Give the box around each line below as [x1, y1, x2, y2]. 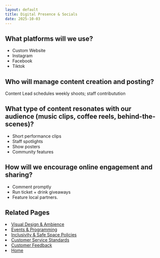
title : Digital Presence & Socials [5, 12, 78, 17]
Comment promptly [12, 184, 51, 190]
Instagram [12, 53, 33, 59]
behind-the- [117, 113, 156, 121]
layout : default [5, 7, 38, 12]
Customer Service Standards [11, 237, 69, 243]
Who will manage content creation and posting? [5, 77, 154, 86]
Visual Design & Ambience [11, 222, 65, 228]
